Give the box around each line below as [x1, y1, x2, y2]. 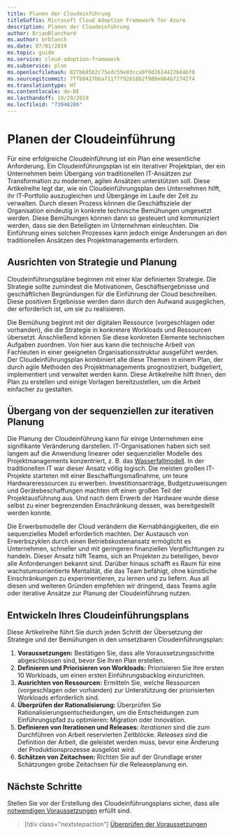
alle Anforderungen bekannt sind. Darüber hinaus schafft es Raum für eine [7, 560, 221, 568]
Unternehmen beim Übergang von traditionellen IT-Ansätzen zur [7, 169, 192, 177]
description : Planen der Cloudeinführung [7, 23, 130, 30]
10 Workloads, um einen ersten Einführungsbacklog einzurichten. [17, 671, 205, 680]
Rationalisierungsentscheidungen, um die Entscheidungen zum [17, 709, 199, 717]
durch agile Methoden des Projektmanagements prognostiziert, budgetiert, [7, 363, 223, 371]
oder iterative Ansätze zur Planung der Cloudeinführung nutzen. [7, 589, 192, 597]
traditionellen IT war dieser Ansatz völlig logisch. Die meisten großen [7, 464, 205, 472]
